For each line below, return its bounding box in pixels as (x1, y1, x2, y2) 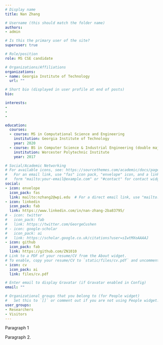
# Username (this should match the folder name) (5, 20, 105, 25)
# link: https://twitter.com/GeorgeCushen (5, 222, 97, 226)
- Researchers (5, 307, 34, 312)
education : (5, 122, 27, 128)
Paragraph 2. (5, 334, 32, 340)
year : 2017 (14, 154, 36, 159)
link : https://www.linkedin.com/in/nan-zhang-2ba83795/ (9, 208, 125, 213)
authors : (5, 25, 23, 30)
